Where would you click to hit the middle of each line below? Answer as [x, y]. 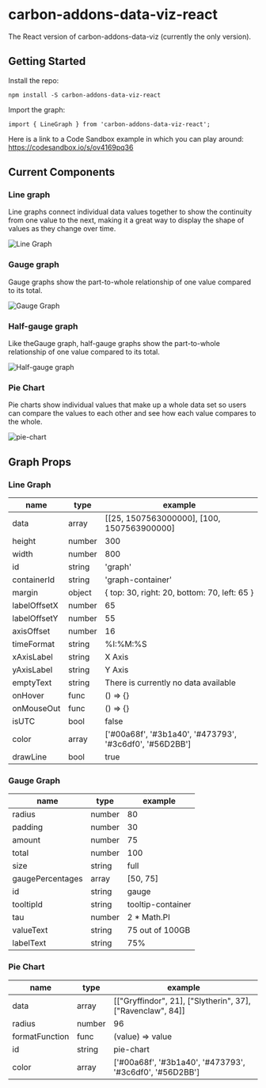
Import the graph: [37, 109]
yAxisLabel [32, 670]
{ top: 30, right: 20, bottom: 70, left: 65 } [179, 593]
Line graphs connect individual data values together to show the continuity [130, 212]
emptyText [32, 683]
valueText [30, 930]
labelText [29, 943]
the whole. [25, 422]
